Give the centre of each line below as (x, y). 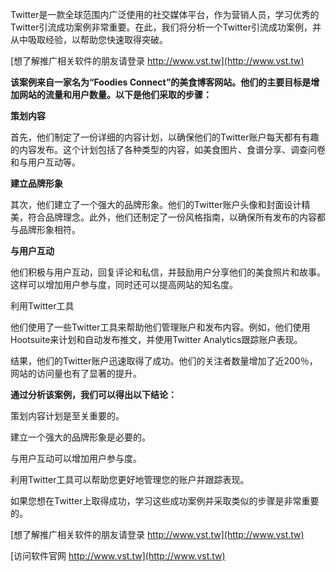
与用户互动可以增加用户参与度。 (76, 458)
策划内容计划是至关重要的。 (67, 416)
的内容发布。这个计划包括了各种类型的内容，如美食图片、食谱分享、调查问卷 (168, 149)
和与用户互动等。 (45, 162)
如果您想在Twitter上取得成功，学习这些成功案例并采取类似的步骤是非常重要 (165, 501)
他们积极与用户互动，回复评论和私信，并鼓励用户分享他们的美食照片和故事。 (168, 272)
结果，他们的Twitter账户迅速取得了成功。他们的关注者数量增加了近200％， (164, 361)
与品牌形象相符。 (45, 229)
